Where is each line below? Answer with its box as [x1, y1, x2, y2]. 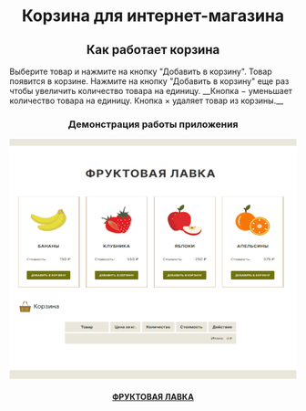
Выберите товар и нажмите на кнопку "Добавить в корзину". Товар [9, 66, 272, 77]
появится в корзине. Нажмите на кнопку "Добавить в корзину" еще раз [9, 76, 290, 87]
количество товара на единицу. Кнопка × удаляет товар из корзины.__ [9, 95, 284, 106]
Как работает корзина [86, 42, 220, 58]
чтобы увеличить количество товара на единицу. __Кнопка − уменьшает [9, 86, 293, 96]
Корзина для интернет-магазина [21, 5, 285, 26]
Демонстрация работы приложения [67, 118, 239, 131]
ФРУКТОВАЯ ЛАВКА [112, 391, 194, 402]
